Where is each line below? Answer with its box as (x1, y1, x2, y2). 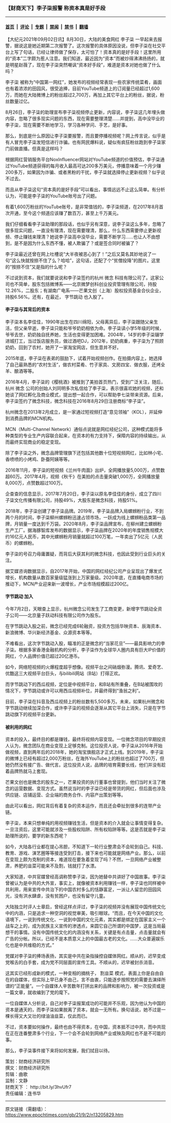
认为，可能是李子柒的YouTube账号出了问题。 (5, 193, 100, 199)
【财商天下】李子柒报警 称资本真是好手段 (5, 4, 106, 11)
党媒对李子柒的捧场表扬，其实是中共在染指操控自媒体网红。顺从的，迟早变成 (5, 953, 166, 959)
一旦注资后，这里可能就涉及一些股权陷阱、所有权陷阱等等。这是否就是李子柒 (5, 826, 166, 833)
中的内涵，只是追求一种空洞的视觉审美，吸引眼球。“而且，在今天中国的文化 (5, 910, 164, 916)
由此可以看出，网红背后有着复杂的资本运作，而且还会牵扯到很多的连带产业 (5, 803, 161, 809)
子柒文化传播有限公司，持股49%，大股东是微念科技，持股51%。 (5, 497, 140, 503)
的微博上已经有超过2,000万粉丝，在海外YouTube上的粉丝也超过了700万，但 (5, 755, 164, 761)
